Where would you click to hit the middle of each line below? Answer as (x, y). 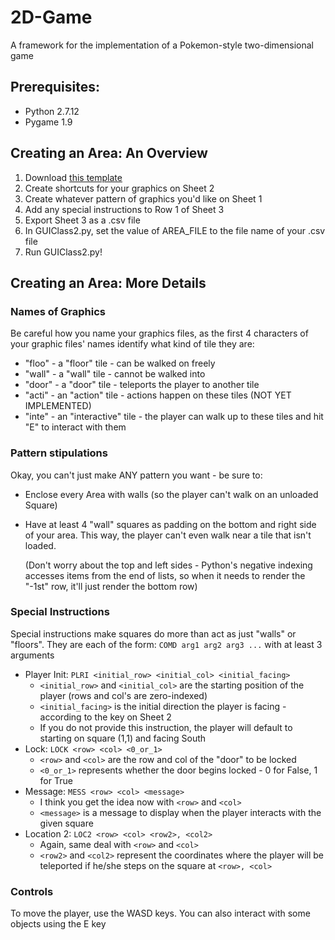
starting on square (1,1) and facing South (123, 738)
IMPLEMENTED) (58, 406)
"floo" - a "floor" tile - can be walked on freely (120, 363)
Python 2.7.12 (52, 111)
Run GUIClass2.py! (63, 252)
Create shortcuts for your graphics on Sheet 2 (119, 188)
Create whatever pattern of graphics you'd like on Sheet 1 (143, 198)
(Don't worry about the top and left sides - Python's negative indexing (168, 565)
